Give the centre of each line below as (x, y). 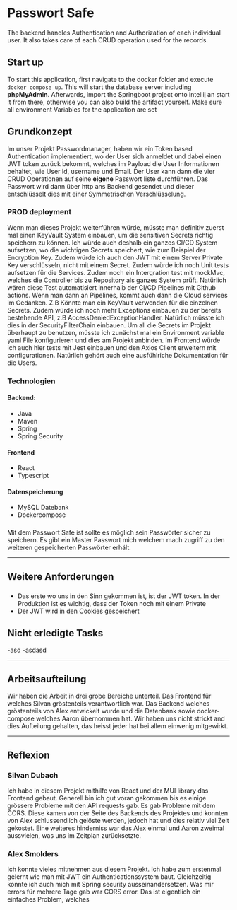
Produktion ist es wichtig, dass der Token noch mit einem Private (112, 603)
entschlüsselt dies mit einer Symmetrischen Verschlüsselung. (97, 194)
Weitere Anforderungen (61, 577)
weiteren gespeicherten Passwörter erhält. (69, 548)
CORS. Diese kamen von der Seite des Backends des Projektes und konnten (118, 813)
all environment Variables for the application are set (82, 109)
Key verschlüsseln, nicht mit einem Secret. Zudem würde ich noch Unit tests (118, 265)
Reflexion (29, 755)
